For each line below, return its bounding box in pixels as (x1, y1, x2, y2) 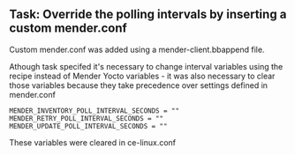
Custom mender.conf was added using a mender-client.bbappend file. (9, 44, 265, 55)
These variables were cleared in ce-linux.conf (9, 137, 177, 148)
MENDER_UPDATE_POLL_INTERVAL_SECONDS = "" (9, 122, 168, 130)
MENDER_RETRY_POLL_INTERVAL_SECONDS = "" (9, 114, 164, 122)
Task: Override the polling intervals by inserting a (9, 7, 287, 22)
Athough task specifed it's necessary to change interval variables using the (9, 61, 284, 71)
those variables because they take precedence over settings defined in (9, 79, 268, 91)
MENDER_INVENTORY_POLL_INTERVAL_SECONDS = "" (9, 106, 179, 115)
